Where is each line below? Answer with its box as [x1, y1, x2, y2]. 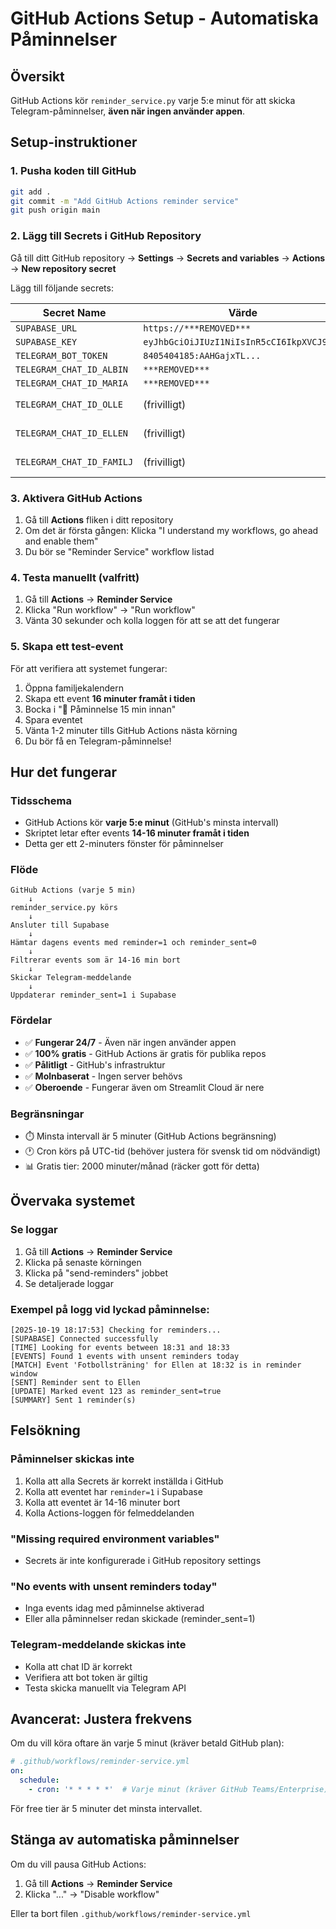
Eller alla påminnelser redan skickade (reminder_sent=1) [24, 1613, 256, 1625]
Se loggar [10, 1223, 58, 1237]
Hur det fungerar [10, 763, 117, 781]
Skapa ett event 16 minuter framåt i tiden [24, 692, 196, 704]
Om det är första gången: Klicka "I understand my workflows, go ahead [24, 524, 319, 536]
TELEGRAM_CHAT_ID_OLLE [15, 398, 123, 410]
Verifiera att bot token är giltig [24, 1671, 148, 1683]
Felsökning [10, 1422, 81, 1439]
